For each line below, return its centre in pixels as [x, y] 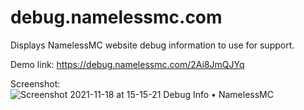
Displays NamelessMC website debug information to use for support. [152, 45]
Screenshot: [35, 83]
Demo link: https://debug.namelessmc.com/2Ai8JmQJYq [127, 64]
